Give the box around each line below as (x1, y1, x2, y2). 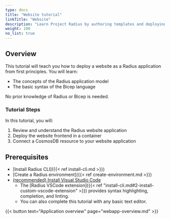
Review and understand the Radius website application (12, 127, 127, 134)
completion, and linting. (20, 193, 69, 199)
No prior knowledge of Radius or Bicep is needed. (5, 93, 109, 99)
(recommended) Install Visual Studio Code (12, 177, 101, 183)
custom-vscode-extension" (20, 188, 78, 194)
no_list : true (5, 31, 35, 36)
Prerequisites (5, 153, 49, 161)
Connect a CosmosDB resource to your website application (12, 138, 137, 144)
